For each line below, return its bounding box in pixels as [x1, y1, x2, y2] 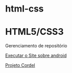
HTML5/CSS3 [5, 26, 64, 38]
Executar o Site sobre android [5, 52, 67, 58]
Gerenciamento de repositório [5, 43, 67, 49]
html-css [5, 3, 44, 15]
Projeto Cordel [5, 62, 35, 68]
